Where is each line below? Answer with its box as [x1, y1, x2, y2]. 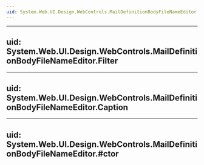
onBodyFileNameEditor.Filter [6, 56, 118, 66]
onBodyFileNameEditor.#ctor [6, 149, 120, 159]
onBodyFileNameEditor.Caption [6, 102, 129, 112]
